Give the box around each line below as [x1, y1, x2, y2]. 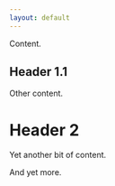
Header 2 [9, 119, 80, 140]
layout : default [9, 13, 70, 23]
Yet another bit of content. [9, 150, 107, 161]
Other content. [9, 88, 64, 99]
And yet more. [9, 167, 62, 178]
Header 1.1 [9, 64, 68, 79]
